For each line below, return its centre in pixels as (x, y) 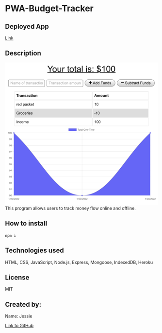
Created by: (23, 304)
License (17, 277)
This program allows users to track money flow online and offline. (70, 208)
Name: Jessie (19, 316)
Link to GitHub (19, 326)
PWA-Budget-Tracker (49, 9)
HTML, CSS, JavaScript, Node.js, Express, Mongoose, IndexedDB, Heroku (79, 262)
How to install (26, 223)
